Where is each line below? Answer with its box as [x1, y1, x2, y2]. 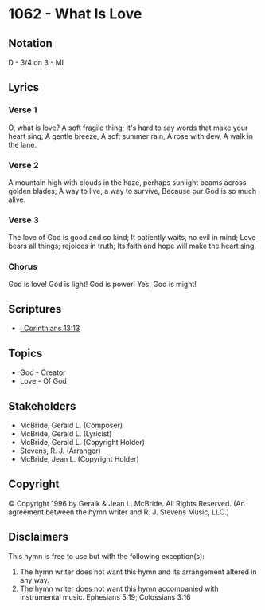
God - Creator [19, 368, 66, 377]
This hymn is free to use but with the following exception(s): [8, 551, 205, 561]
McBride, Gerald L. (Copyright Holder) [19, 438, 146, 447]
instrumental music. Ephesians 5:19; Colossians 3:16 [19, 592, 191, 602]
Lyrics [8, 81, 40, 94]
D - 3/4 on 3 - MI [8, 57, 64, 67]
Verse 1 [8, 104, 37, 116]
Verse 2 [8, 159, 39, 171]
